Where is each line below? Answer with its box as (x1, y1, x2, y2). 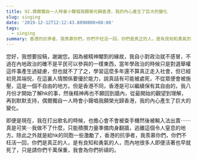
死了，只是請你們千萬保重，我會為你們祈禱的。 (6, 147, 119, 153)
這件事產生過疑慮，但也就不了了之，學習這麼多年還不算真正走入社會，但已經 (6, 68, 191, 74)
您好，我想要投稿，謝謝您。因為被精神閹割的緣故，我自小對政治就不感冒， (6, 53, 186, 59)
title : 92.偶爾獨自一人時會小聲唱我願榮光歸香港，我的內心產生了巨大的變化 (6, 8, 168, 15)
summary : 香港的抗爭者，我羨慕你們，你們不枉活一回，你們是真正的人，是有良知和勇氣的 (6, 36, 192, 42)
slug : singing (6, 14, 41, 20)
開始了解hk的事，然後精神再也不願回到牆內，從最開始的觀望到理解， (21, 90, 186, 97)
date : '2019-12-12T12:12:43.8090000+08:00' (6, 19, 114, 25)
